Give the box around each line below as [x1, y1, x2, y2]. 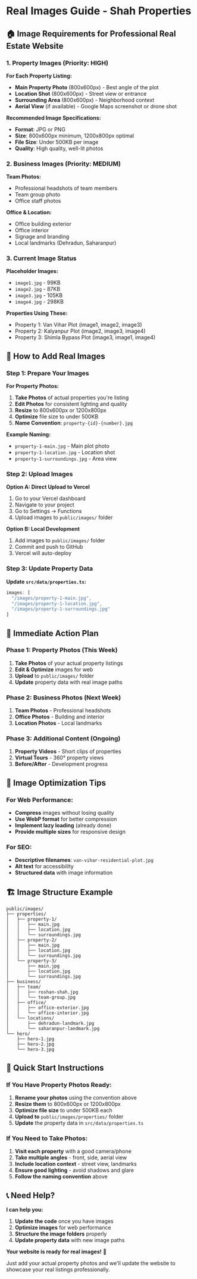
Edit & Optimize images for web [14, 665, 93, 673]
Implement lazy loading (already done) [14, 822, 112, 829]
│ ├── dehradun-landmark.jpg [6, 1021, 95, 1027]
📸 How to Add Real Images [6, 351, 105, 361]
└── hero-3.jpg [17, 1046, 55, 1053]
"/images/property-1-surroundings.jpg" [11, 606, 111, 612]
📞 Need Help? [6, 1190, 55, 1200]
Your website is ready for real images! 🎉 [6, 1248, 107, 1255]
